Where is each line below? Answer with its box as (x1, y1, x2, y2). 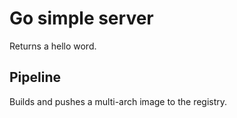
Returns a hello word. (9, 40, 97, 52)
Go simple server (9, 7, 154, 30)
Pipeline (9, 69, 62, 86)
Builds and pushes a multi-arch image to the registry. (9, 95, 228, 107)
